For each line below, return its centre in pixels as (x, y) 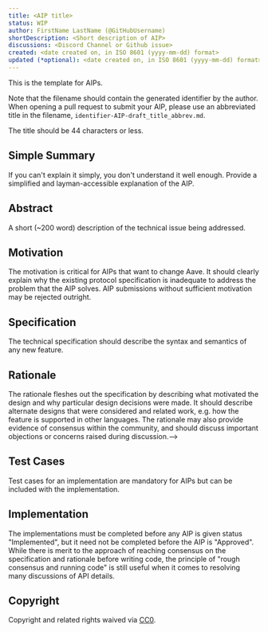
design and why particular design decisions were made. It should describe (130, 402)
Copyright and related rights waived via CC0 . (82, 620)
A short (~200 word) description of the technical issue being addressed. (127, 227)
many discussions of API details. (62, 575)
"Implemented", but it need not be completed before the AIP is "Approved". (131, 542)
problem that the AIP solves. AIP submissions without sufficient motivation (130, 289)
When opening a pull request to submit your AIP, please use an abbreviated (132, 106)
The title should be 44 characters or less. (76, 130)
